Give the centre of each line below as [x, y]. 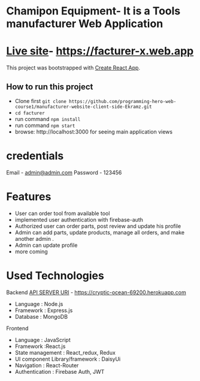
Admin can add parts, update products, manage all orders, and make [100, 232]
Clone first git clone [41, 101]
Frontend [17, 328]
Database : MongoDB [41, 316]
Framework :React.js [40, 346]
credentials [35, 156]
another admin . [34, 238]
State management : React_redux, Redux [65, 352]
